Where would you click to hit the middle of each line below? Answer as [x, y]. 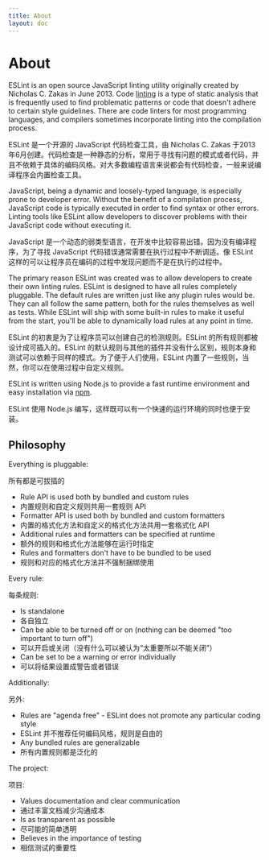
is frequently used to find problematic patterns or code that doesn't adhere [132, 102]
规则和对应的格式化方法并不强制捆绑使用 [87, 562]
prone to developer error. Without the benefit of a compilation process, [125, 200]
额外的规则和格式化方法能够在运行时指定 [87, 544]
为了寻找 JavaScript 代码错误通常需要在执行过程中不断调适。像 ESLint [138, 252]
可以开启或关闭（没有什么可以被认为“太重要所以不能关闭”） [118, 648]
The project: [29, 768]
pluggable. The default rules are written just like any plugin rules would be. [132, 296]
